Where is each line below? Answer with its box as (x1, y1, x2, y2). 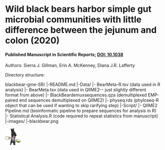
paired (5, 97, 18, 103)
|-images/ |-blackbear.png (5, 118, 59, 124)
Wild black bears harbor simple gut (5, 3, 152, 15)
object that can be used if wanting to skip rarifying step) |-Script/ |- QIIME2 (5, 103, 158, 109)
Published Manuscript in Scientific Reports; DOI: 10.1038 (5, 51, 124, 57)
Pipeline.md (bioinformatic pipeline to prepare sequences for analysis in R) (5, 108, 157, 114)
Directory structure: (5, 72, 45, 78)
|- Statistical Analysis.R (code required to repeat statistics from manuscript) (5, 113, 159, 119)
